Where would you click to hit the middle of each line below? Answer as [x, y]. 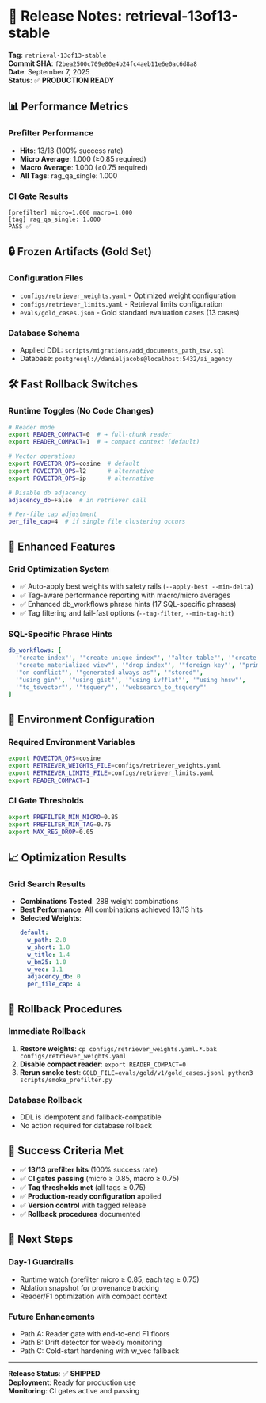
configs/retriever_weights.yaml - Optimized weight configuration [127, 295]
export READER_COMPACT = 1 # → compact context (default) [104, 442]
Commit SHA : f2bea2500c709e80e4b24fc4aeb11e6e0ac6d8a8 [103, 63]
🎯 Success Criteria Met [66, 1151]
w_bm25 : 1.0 [47, 962]
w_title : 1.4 [49, 955]
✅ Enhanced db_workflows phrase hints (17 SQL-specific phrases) [128, 604]
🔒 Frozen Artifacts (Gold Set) [80, 252]
